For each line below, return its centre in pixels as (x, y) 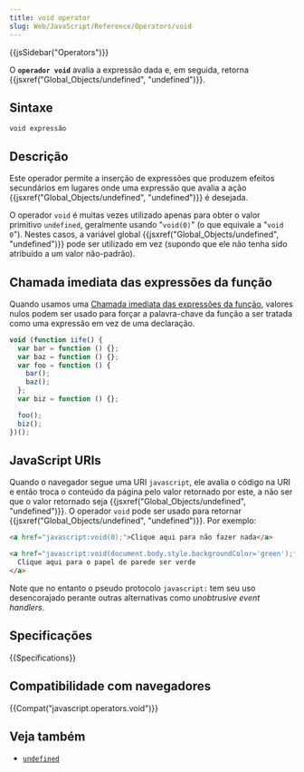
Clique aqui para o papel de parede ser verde (107, 562)
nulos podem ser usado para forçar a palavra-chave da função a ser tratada (151, 313)
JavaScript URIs (55, 460)
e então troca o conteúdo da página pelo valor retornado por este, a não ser (151, 492)
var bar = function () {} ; (68, 348)
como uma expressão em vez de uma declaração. (102, 323)
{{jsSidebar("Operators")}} (59, 52)
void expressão (38, 129)
